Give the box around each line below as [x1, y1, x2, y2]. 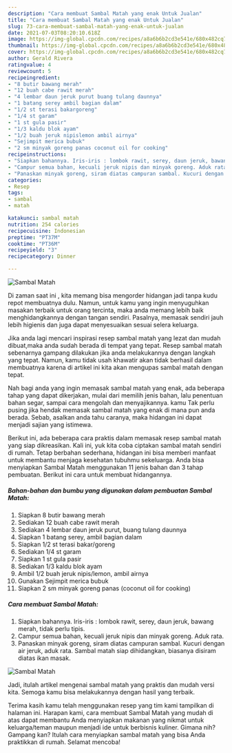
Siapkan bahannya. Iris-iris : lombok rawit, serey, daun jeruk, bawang [17, 617, 214, 626]
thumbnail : [8, 42, 39, 49]
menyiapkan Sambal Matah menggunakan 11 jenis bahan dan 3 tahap [8, 463, 204, 471]
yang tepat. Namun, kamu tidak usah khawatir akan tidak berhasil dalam [8, 356, 212, 364]
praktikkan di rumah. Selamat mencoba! [8, 738, 121, 746]
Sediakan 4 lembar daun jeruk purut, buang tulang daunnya [17, 525, 187, 534]
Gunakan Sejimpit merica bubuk [17, 577, 109, 585]
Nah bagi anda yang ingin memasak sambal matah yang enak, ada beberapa [8, 384, 225, 392]
